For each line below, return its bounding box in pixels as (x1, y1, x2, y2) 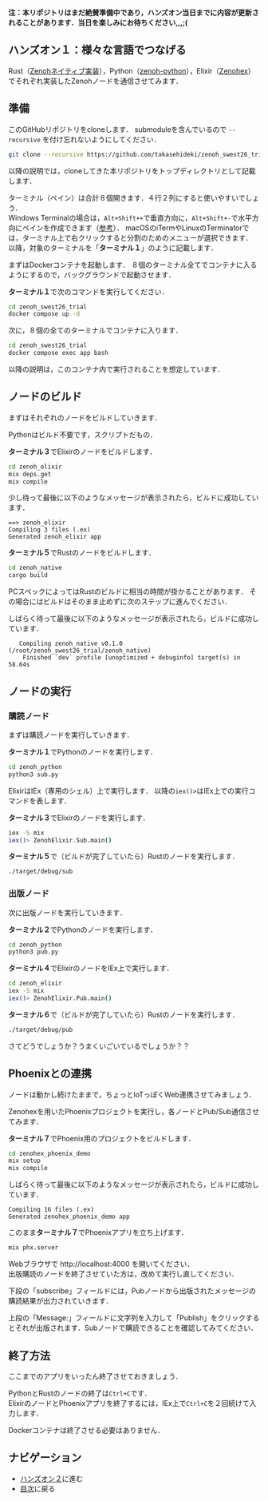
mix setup (8, 1157, 41, 1165)
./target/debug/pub (8, 1025, 73, 1033)
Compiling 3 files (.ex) (8, 526, 91, 534)
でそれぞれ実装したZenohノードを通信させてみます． (8, 76, 183, 86)
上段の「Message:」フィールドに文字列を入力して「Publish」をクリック (8, 1313, 246, 1323)
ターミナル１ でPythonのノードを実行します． (8, 747, 157, 756)
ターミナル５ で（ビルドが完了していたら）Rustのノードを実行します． (8, 851, 239, 862)
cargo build (8, 571, 48, 579)
